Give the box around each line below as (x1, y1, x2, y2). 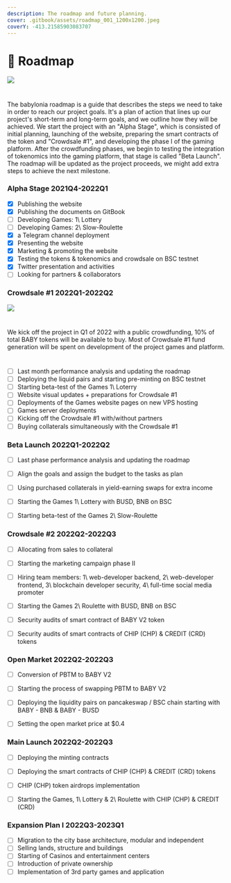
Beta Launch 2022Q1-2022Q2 (7, 439, 110, 449)
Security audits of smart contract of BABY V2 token (17, 615, 165, 624)
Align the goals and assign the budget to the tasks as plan (17, 469, 183, 478)
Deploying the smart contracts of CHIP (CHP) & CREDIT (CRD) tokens (17, 767, 216, 775)
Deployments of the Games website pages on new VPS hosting (17, 398, 198, 407)
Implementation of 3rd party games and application (17, 867, 164, 876)
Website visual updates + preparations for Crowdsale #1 (17, 391, 178, 399)
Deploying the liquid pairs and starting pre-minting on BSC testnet (17, 375, 206, 383)
